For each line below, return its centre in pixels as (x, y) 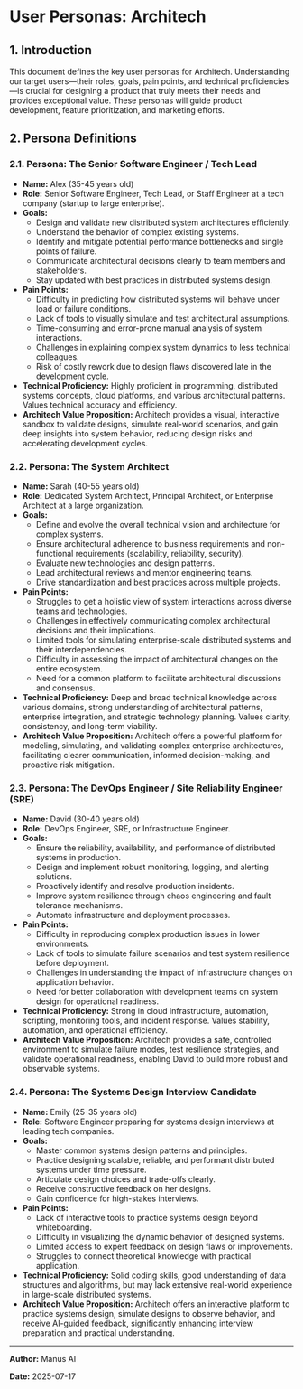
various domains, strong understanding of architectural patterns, (142, 707)
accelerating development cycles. (85, 443)
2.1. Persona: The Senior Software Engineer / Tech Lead (133, 164)
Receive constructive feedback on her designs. (124, 1188)
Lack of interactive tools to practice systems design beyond (147, 1217)
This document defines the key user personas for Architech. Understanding (150, 71)
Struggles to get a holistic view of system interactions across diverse (164, 601)
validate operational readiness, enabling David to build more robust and (155, 1059)
